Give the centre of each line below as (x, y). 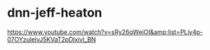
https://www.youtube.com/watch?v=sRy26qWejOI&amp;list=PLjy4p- (105, 32)
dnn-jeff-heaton (55, 13)
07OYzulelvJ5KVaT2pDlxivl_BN (52, 39)
